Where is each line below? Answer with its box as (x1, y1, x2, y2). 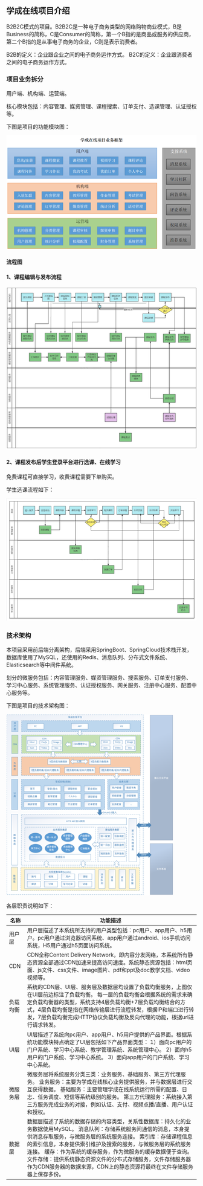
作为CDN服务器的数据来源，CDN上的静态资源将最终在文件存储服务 (27, 1163, 193, 1170)
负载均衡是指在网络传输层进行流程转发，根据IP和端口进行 (46, 1006, 189, 1013)
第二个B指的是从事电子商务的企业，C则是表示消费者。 (6, 38, 141, 45)
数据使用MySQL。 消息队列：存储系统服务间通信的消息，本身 (32, 1126, 184, 1133)
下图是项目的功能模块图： (6, 123, 70, 131)
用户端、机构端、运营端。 (6, 90, 70, 97)
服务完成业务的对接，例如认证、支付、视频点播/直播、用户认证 (37, 1100, 193, 1107)
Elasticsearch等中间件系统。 (6, 661, 77, 669)
